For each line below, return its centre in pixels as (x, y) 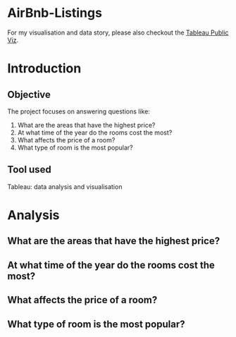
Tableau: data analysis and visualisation (65, 186)
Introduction (44, 69)
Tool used (29, 170)
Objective (29, 94)
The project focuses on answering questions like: (79, 111)
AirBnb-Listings (55, 13)
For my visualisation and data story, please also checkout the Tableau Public (118, 32)
